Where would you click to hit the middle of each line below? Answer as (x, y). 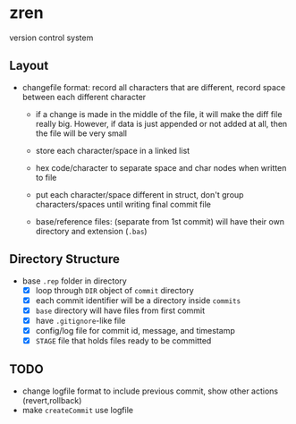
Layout (29, 66)
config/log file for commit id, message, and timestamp (135, 330)
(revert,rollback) (52, 400)
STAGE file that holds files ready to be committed (123, 340)
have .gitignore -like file (80, 320)
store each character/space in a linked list (113, 150)
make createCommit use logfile (78, 410)
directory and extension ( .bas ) (91, 231)
